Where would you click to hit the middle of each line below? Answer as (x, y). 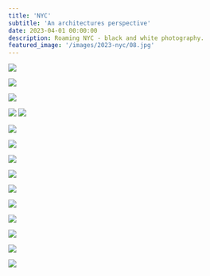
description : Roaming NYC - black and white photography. (106, 38)
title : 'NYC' (30, 16)
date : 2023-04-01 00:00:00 (53, 30)
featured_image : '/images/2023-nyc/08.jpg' (82, 45)
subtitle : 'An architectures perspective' (80, 23)
